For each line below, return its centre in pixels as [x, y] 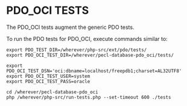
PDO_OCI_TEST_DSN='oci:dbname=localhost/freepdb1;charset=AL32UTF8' [94, 71]
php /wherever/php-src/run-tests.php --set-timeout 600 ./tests [89, 97]
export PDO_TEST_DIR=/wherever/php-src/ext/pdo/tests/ [77, 50]
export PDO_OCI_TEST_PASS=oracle [48, 81]
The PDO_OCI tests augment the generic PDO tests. [70, 27]
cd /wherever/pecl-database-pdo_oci [52, 92]
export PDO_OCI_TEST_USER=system [48, 76]
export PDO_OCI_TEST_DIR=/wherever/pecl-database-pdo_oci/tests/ [90, 55]
